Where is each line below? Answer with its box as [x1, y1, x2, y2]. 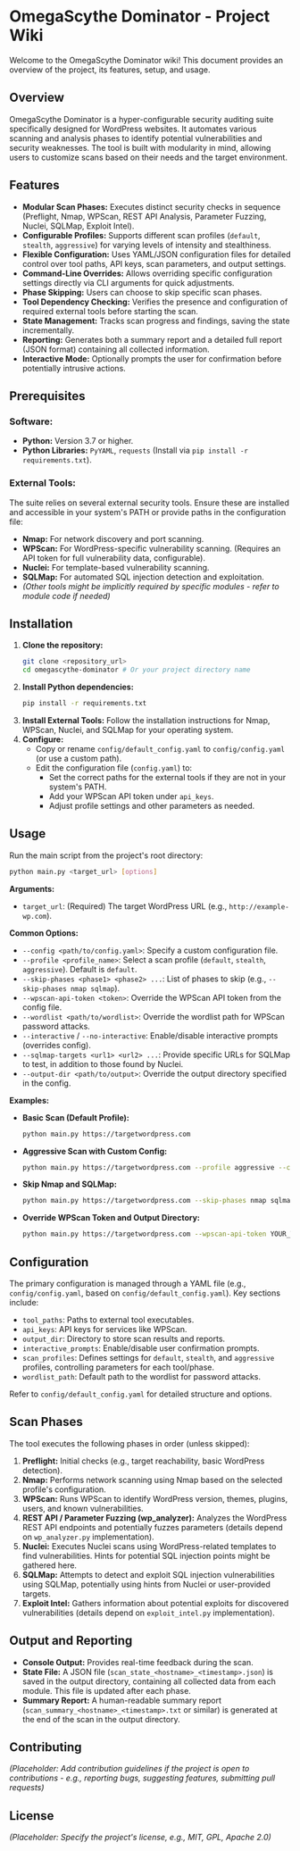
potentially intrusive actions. [21, 363, 127, 373]
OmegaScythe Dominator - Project [9, 6, 271, 27]
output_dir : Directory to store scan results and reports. [21, 1333, 226, 1344]
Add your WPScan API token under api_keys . [48, 790, 214, 801]
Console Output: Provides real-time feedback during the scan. [21, 1656, 254, 1667]
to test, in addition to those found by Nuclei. [21, 1058, 184, 1069]
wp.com [21, 912, 47, 921]
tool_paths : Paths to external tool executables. [21, 1314, 195, 1325]
